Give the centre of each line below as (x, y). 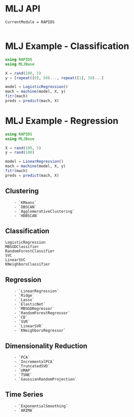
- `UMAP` (23, 370)
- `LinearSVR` (29, 326)
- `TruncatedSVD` (32, 366)
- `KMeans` (25, 202)
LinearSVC (15, 260)
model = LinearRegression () (34, 161)
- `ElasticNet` (30, 304)
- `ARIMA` (24, 410)
